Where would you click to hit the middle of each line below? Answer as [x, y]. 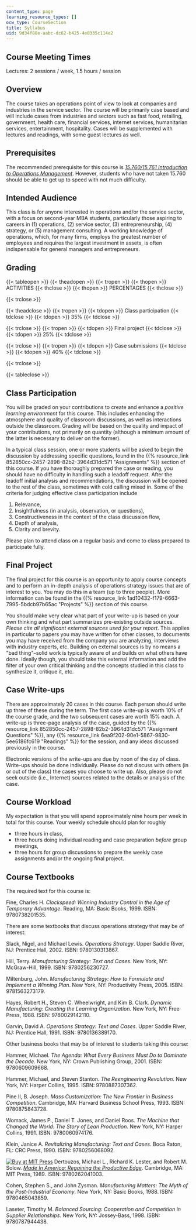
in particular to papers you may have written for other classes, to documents [98, 634]
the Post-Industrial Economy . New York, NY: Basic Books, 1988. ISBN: [90, 1192]
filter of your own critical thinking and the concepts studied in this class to [95, 665]
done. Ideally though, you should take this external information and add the [96, 659]
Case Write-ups [36, 690]
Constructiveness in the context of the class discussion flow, [87, 517]
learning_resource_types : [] [41, 17]
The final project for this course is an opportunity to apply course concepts [96, 579]
